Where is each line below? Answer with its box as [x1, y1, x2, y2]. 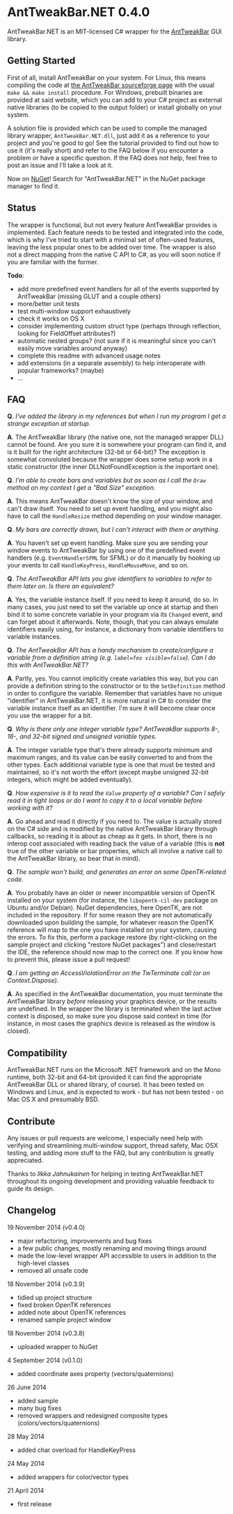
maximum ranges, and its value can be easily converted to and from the [7, 754, 213, 762]
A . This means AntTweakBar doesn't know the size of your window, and [7, 497, 214, 505]
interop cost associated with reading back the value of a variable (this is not [7, 839, 225, 848]
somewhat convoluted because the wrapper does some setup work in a [7, 455, 213, 464]
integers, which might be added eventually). [7, 775, 134, 784]
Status [7, 202, 37, 214]
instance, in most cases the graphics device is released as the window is [7, 1019, 216, 1028]
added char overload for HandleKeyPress [17, 1446, 136, 1454]
